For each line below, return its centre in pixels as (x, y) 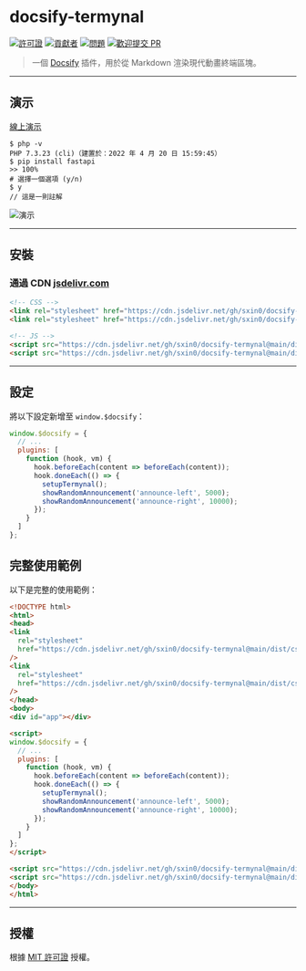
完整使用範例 (46, 566)
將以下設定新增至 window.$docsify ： (77, 416)
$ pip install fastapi (52, 162)
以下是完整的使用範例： (53, 590)
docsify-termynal (77, 17)
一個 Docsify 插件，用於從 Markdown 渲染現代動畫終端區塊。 (146, 62)
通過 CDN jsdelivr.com (59, 283)
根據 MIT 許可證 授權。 (52, 957)
